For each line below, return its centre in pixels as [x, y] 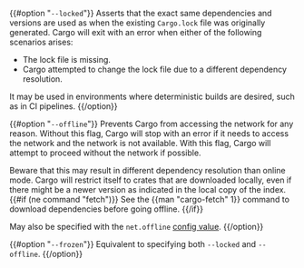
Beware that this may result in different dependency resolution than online [147, 170]
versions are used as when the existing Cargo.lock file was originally [137, 23]
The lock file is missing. [67, 60]
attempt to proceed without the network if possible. [105, 153]
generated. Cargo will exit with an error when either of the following [136, 32]
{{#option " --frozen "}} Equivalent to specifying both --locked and [133, 244]
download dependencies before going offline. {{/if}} [107, 209]
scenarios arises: [41, 42]
